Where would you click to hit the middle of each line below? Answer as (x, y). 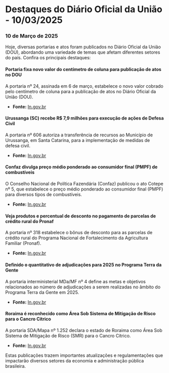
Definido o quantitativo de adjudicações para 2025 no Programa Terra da (83, 265)
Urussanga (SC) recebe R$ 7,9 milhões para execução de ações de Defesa (85, 118)
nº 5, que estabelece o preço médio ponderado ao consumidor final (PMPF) (84, 189)
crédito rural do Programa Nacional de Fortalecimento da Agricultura (77, 238)
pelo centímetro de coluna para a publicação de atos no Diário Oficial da (81, 91)
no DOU (13, 75)
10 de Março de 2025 (32, 36)
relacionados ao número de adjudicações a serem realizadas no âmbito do (83, 287)
